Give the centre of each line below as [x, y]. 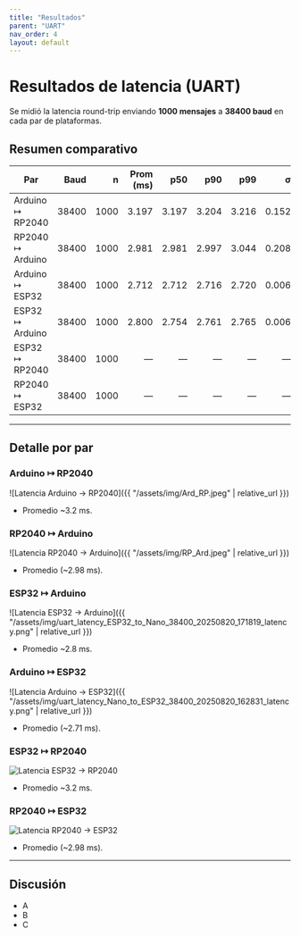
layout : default [39, 42]
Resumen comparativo [74, 149]
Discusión [38, 884]
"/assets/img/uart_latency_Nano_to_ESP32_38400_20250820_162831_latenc [150, 701]
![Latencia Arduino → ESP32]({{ [67, 691]
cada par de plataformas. [56, 121]
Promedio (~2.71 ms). [61, 728]
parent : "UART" [37, 26]
